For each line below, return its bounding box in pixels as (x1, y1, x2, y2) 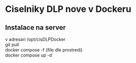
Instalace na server (5, 23, 66, 32)
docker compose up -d (5, 52, 52, 58)
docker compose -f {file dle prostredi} (5, 47, 83, 53)
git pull (5, 42, 19, 48)
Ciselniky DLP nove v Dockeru (5, 3, 132, 15)
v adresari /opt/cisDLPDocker (5, 36, 66, 42)
